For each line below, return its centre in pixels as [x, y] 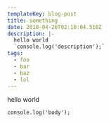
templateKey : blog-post [42, 14]
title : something [33, 20]
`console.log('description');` [59, 47]
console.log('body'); [39, 113]
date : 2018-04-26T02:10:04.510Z [54, 27]
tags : [15, 54]
